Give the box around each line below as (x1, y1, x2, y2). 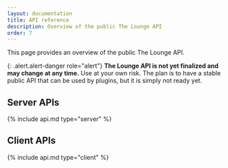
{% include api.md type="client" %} (7, 153, 109, 161)
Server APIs (7, 96, 60, 108)
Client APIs (7, 135, 57, 147)
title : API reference (7, 17, 70, 24)
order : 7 (7, 29, 32, 37)
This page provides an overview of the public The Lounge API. (7, 48, 185, 57)
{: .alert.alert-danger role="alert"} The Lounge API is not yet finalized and (7, 62, 219, 70)
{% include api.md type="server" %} (7, 115, 112, 123)
